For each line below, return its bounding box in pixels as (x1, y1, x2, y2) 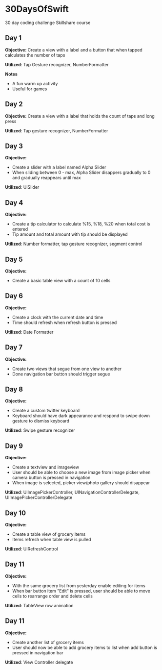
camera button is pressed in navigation (12, 474, 91, 481)
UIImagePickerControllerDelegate (5, 495, 73, 500)
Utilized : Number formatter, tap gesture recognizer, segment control (5, 241, 142, 247)
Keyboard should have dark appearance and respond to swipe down (12, 413, 150, 419)
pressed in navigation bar (12, 649, 63, 655)
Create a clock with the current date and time (12, 314, 103, 320)
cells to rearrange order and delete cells (12, 593, 93, 599)
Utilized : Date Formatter (5, 329, 54, 335)
